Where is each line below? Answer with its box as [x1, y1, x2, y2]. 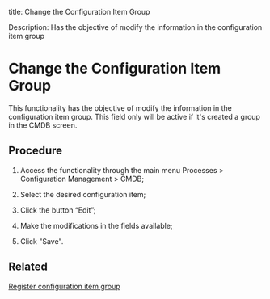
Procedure [8, 144, 63, 158]
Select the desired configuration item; [19, 189, 146, 199]
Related [8, 260, 49, 274]
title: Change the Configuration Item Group [8, 7, 150, 16]
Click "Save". [19, 236, 64, 246]
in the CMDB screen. [8, 120, 78, 130]
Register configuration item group [8, 281, 121, 291]
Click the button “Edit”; [19, 205, 96, 215]
